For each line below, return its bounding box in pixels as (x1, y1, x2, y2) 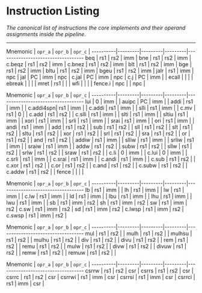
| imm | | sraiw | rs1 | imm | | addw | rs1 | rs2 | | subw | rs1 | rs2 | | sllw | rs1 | (6, 143, 192, 150)
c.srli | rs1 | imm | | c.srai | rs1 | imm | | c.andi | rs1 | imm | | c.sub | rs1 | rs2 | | (6, 155, 196, 162)
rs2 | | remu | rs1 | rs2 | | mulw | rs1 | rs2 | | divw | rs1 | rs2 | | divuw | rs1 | (6, 242, 186, 250)
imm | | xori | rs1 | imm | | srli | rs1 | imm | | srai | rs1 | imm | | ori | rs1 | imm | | (6, 117, 195, 124)
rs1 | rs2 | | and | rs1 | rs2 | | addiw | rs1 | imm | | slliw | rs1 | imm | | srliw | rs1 (6, 136, 194, 143)
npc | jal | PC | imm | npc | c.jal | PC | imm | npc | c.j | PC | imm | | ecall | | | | (6, 73, 194, 81)
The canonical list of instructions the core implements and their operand (6, 24, 186, 31)
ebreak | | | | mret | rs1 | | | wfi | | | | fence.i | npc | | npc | (6, 79, 145, 87)
